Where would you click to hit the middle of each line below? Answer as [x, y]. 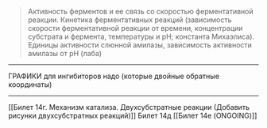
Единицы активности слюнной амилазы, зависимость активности [140, 45]
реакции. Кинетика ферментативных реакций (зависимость [130, 20]
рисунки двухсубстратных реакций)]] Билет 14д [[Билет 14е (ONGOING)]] [133, 115]
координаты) [30, 85]
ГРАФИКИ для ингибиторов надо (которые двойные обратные [114, 76]
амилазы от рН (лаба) [64, 53]
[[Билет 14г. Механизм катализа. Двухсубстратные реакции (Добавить [129, 107]
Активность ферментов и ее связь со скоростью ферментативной [140, 11]
